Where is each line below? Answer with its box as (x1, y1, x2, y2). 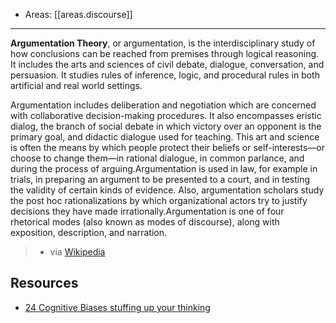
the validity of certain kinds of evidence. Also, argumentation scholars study (10, 184, 325, 196)
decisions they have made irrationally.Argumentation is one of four (10, 205, 285, 217)
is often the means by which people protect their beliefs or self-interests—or (10, 142, 325, 153)
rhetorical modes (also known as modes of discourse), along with (10, 216, 280, 228)
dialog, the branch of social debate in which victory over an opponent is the (10, 120, 322, 132)
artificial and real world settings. (10, 80, 143, 91)
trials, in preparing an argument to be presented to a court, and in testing (10, 174, 311, 185)
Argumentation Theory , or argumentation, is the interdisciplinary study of (10, 37, 316, 49)
